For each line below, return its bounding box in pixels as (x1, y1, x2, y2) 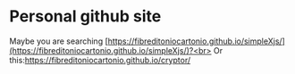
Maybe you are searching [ (9, 36, 109, 46)
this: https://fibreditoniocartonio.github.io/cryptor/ (9, 54, 190, 65)
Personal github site (9, 6, 162, 27)
